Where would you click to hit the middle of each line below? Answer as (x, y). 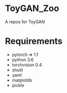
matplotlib (22, 80)
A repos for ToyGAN (25, 22)
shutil (17, 70)
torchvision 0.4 (27, 65)
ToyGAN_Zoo (32, 8)
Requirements (34, 41)
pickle (18, 85)
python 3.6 (23, 60)
